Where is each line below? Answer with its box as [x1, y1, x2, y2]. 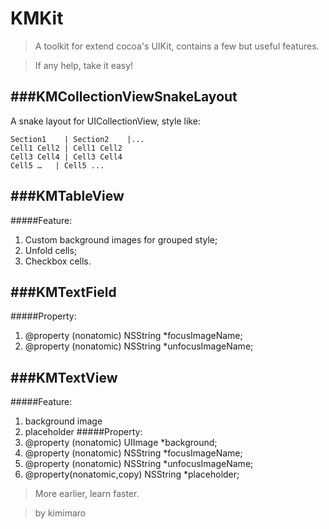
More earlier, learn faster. [34, 488, 140, 500]
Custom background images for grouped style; [24, 233, 218, 246]
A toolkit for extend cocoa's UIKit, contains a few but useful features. [34, 40, 320, 52]
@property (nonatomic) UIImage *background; [24, 437, 218, 449]
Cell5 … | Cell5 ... [10, 160, 105, 171]
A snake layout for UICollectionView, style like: [10, 115, 201, 127]
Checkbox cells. [24, 255, 92, 267]
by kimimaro [34, 507, 87, 519]
